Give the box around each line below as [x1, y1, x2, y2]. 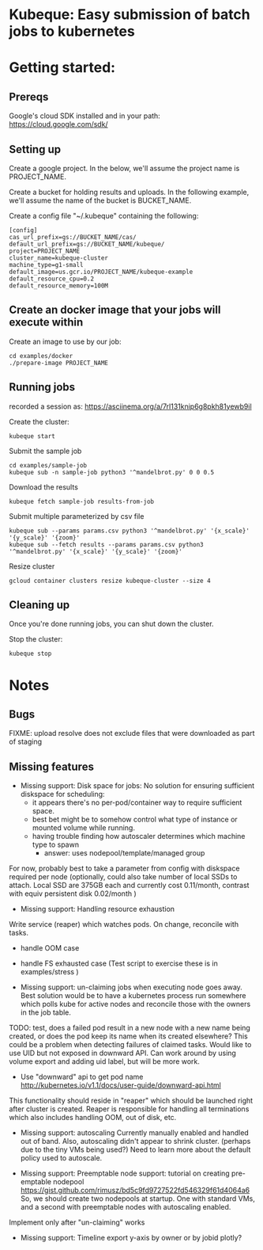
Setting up [9, 143, 62, 156]
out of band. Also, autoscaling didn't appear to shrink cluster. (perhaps [20, 1137, 251, 1146]
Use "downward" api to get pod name [20, 1072, 144, 1082]
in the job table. [20, 1008, 72, 1017]
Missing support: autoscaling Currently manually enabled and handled [20, 1128, 250, 1138]
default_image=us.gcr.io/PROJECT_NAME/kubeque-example [9, 268, 193, 276]
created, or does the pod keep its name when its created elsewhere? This [9, 1031, 248, 1041]
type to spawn [32, 840, 80, 849]
